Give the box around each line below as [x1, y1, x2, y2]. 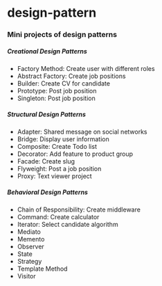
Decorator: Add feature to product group [17, 150, 134, 158]
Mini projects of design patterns [7, 30, 118, 40]
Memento [17, 235, 45, 244]
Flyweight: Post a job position [17, 165, 102, 173]
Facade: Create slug [17, 157, 75, 166]
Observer [17, 242, 45, 251]
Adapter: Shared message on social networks [17, 127, 147, 136]
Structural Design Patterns [7, 110, 87, 118]
